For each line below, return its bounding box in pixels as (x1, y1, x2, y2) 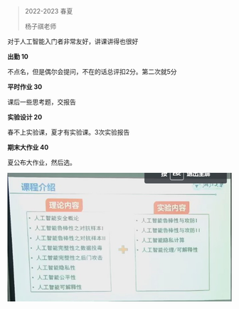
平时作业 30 (7, 83, 43, 91)
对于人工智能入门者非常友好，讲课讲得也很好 (7, 37, 139, 46)
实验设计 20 (7, 113, 43, 121)
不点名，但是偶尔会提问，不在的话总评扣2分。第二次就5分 (7, 68, 177, 75)
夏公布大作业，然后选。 (7, 158, 76, 167)
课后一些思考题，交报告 (7, 98, 76, 106)
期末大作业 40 (7, 143, 49, 152)
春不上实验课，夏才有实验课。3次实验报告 (7, 128, 130, 136)
